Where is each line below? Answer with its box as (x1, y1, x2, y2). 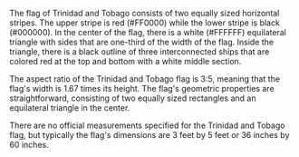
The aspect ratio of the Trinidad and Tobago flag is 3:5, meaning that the (9, 74, 281, 84)
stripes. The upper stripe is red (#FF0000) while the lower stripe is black (9, 17, 281, 28)
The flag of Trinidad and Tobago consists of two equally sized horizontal (9, 8, 280, 18)
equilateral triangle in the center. (9, 103, 130, 113)
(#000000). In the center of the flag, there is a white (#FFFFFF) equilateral (9, 27, 287, 37)
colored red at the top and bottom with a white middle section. (9, 56, 242, 66)
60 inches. (9, 140, 49, 150)
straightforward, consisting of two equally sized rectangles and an (9, 93, 256, 103)
